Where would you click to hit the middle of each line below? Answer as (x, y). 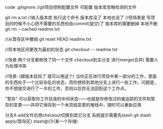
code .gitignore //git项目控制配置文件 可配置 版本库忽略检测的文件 (71, 7)
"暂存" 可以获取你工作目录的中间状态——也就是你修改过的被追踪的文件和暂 (80, 99)
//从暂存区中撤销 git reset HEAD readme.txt (48, 39)
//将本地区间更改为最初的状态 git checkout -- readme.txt (61, 49)
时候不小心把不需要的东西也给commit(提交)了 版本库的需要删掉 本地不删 (85, 24)
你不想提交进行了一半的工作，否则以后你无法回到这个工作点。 (67, 88)
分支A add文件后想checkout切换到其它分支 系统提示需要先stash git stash (78, 115)
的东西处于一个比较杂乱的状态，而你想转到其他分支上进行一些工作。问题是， (82, 82)
